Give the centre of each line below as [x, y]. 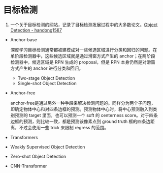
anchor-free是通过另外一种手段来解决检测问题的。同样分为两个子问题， [83, 103]
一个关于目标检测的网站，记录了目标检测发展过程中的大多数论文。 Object [84, 25]
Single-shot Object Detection [47, 83]
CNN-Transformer [29, 166]
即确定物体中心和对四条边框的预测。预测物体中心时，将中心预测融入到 [81, 109]
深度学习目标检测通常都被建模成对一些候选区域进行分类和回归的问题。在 [83, 50]
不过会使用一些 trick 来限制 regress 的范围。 [64, 127]
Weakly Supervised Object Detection [48, 147]
